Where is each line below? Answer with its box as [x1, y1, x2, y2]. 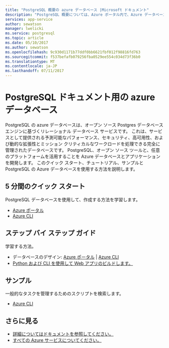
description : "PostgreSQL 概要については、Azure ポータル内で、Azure [5, 12, 142, 17]
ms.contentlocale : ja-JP [5, 64, 57, 69]
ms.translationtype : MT [5, 59, 55, 64]
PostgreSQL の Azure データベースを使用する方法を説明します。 [5, 166, 138, 172]
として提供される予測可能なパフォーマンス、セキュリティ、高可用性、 [9, 134, 155, 140]
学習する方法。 [5, 243, 36, 249]
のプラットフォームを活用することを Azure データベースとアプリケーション [5, 153, 161, 159]
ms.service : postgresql [5, 31, 55, 36]
